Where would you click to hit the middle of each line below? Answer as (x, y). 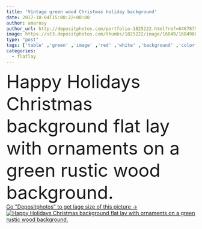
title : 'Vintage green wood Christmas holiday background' (82, 12)
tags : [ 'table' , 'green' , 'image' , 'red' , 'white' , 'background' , (93, 46)
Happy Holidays (73, 81)
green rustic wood (83, 170)
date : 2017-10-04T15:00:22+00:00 (48, 17)
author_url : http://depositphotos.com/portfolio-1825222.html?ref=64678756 (103, 29)
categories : (21, 51)
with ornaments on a (93, 148)
